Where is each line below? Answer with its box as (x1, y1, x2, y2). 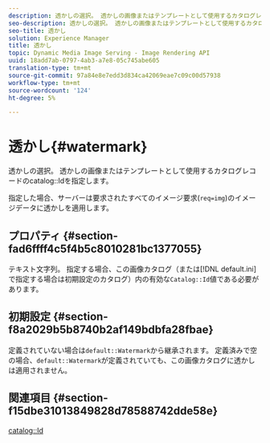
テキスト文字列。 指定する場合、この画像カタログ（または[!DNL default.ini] (8, 264, 257, 274)
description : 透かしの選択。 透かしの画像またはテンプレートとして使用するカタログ (8, 11, 256, 20)
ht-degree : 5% (8, 94, 56, 102)
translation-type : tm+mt (8, 64, 92, 72)
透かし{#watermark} (8, 138, 148, 156)
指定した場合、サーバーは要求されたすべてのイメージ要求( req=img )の (8, 193, 235, 203)
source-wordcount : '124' (8, 86, 92, 95)
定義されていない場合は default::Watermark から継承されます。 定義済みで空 (8, 345, 257, 355)
